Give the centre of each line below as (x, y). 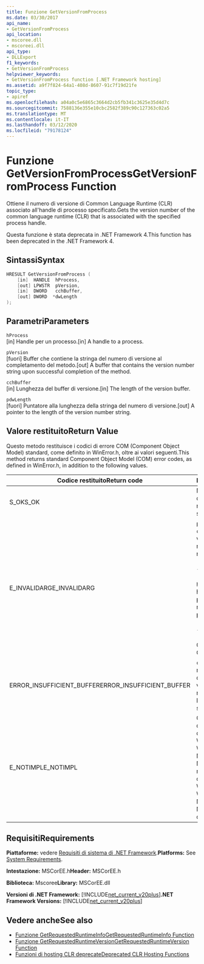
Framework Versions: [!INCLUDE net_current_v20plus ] (74, 901)
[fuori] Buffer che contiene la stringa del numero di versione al (84, 358)
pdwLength (19, 400)
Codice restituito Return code (100, 480)
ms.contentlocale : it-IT (38, 119)
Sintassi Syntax (36, 260)
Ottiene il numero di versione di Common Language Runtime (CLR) (90, 203)
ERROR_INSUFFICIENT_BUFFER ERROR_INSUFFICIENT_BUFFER (100, 685)
